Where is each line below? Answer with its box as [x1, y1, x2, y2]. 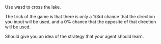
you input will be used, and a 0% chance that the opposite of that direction [5, 19, 156, 24]
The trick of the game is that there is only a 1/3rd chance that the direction [5, 14, 155, 19]
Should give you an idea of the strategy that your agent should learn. [5, 34, 144, 39]
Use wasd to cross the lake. [5, 4, 61, 10]
